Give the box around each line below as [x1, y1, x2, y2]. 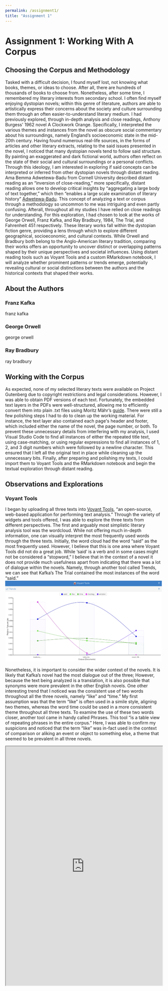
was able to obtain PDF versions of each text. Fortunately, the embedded [5, 397, 155, 403]
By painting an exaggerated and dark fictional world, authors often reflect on [5, 153, 162, 159]
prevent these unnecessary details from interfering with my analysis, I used [5, 428, 160, 434]
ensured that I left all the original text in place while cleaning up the [5, 450, 143, 456]
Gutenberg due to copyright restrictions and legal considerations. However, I [5, 391, 162, 397]
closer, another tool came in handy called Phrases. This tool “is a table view [5, 714, 160, 721]
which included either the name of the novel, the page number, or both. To [5, 423, 158, 429]
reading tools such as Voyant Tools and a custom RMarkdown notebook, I [5, 254, 156, 260]
